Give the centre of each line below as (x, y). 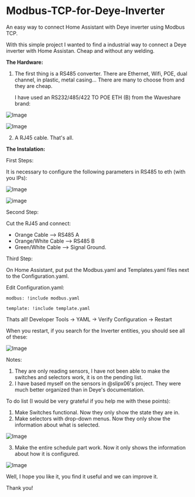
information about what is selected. (57, 425)
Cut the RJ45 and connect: (39, 223)
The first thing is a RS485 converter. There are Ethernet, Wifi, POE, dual (101, 73)
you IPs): (17, 178)
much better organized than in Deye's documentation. (80, 389)
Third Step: (20, 258)
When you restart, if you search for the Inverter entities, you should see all (96, 331)
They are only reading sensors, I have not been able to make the (92, 371)
